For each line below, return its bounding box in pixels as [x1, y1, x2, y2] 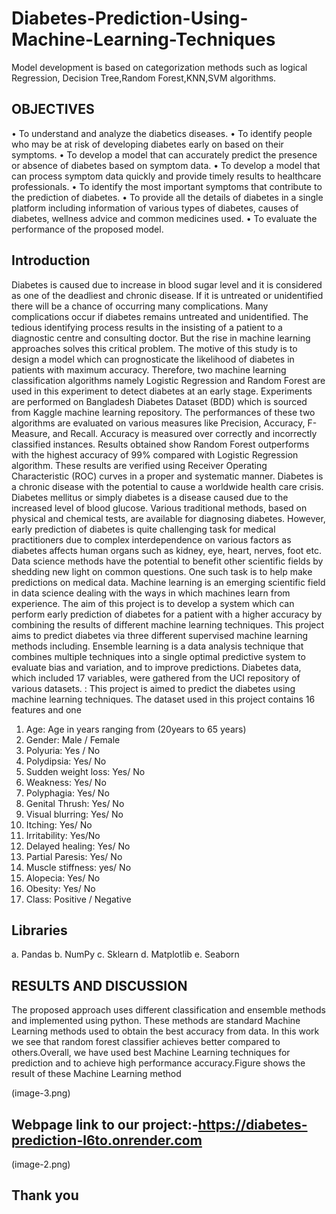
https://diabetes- [197, 1116, 308, 1133]
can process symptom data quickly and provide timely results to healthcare [11, 170, 322, 182]
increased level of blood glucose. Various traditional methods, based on [11, 502, 308, 514]
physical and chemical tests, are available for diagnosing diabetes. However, [11, 512, 326, 524]
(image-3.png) [11, 1087, 71, 1099]
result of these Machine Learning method [11, 1068, 182, 1080]
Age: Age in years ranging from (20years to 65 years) [25, 723, 247, 735]
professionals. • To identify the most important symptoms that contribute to [11, 180, 323, 192]
